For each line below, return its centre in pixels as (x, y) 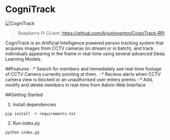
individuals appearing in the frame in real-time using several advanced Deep (85, 54)
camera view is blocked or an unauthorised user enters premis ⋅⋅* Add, (79, 79)
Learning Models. (24, 59)
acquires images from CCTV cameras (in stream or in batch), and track (79, 48)
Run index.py (26, 123)
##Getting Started (24, 95)
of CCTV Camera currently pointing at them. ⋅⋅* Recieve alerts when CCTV (83, 74)
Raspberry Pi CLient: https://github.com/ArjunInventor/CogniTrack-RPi (91, 33)
